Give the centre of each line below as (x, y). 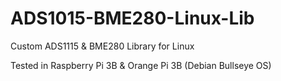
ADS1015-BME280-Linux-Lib (132, 18)
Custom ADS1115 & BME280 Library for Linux (102, 46)
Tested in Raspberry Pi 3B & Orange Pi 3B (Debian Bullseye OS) (141, 65)
